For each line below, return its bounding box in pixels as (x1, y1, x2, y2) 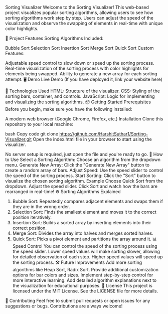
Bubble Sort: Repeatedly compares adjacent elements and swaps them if (12, 198, 163, 204)
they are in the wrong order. (12, 204, 70, 210)
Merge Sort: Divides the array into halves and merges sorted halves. (12, 230, 154, 236)
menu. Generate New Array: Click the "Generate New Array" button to (5, 162, 149, 168)
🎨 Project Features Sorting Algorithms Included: (5, 35, 104, 41)
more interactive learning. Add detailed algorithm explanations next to (12, 277, 157, 283)
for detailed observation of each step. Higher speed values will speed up (12, 254, 163, 260)
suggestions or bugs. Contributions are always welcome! (5, 303, 123, 309)
